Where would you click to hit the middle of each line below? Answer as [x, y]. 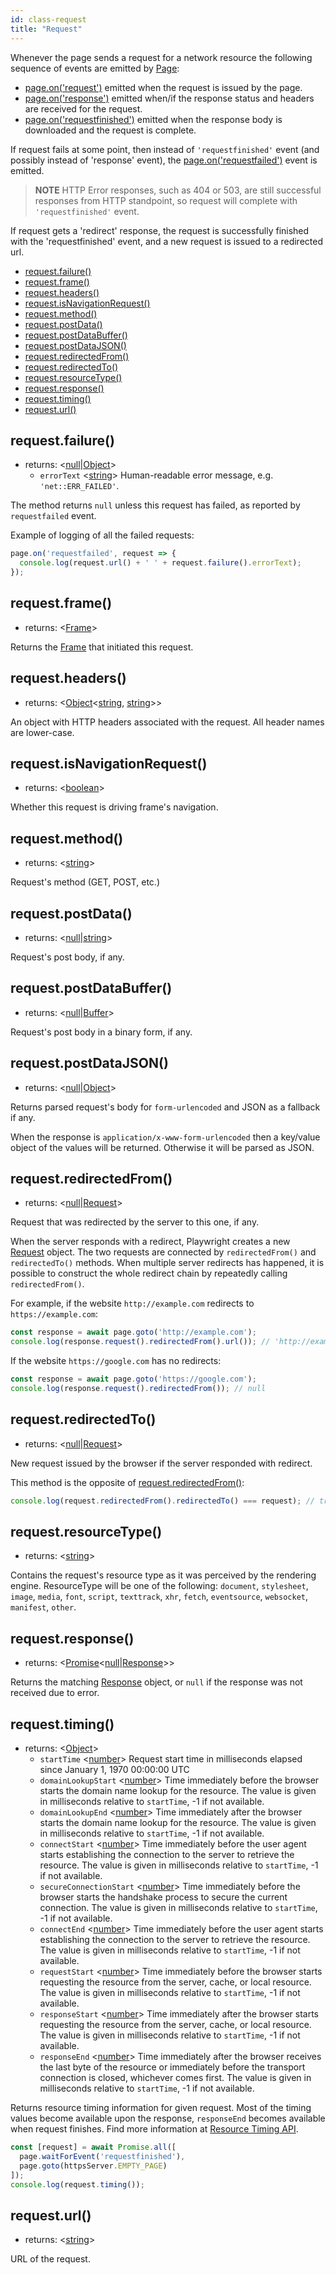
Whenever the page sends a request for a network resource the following [161, 57]
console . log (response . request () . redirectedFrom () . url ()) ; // [140, 1342]
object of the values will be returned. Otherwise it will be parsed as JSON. [162, 1147]
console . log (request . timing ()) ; [77, 2184]
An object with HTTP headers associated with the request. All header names [167, 722]
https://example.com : [54, 1314]
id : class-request [48, 19]
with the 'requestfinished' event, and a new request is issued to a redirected [166, 241]
